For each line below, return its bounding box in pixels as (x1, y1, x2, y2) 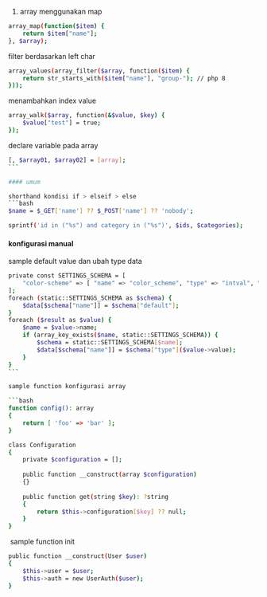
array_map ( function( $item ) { (8, 22, 105, 30)
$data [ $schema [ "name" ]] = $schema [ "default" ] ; (22, 301, 180, 309)
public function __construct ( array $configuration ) (22, 470, 197, 479)
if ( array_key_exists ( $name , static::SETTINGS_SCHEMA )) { (22, 331, 219, 340)
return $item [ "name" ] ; (22, 29, 98, 37)
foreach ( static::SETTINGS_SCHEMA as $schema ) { (8, 294, 172, 302)
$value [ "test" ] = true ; (22, 119, 102, 127)
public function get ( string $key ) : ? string (22, 493, 169, 501)
